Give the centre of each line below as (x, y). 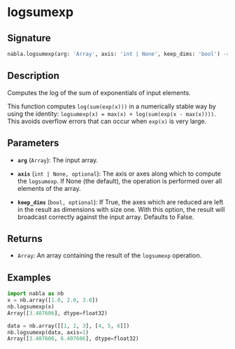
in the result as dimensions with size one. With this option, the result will (121, 209)
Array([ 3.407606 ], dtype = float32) (58, 313)
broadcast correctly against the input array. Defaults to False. (106, 217)
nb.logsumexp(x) (31, 306)
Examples (29, 277)
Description (33, 76)
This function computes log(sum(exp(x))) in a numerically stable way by (112, 106)
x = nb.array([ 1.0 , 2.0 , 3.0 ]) (53, 300)
